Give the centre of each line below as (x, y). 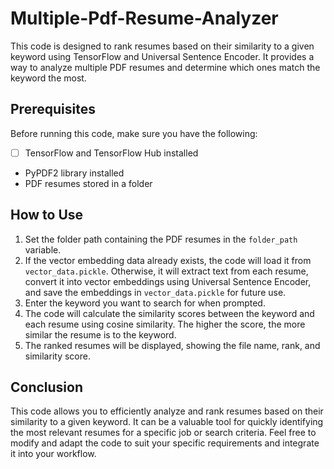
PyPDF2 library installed (74, 173)
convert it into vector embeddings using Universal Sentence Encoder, (168, 281)
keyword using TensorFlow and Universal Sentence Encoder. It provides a (162, 56)
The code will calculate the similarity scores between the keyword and (169, 313)
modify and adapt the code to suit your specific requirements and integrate (165, 443)
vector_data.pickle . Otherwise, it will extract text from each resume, (166, 271)
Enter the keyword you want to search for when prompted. (145, 303)
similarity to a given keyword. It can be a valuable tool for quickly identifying (167, 422)
